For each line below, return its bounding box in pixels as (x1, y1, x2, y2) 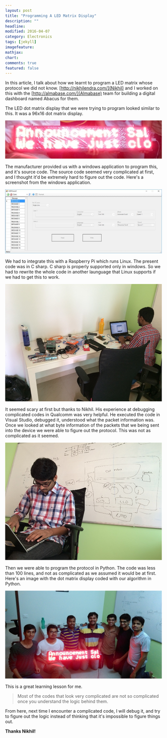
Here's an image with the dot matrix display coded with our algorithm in (5, 576, 152, 582)
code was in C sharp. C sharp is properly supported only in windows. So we (5, 264, 161, 270)
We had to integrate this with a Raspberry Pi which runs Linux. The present (5, 258, 159, 264)
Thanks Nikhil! (5, 728, 36, 734)
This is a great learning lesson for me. (5, 683, 83, 689)
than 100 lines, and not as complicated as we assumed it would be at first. (5, 570, 157, 576)
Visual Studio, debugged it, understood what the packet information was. (5, 417, 155, 423)
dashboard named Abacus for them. (5, 96, 80, 102)
